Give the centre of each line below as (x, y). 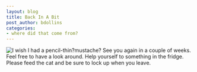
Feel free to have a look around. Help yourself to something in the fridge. (95, 57)
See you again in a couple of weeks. (147, 50)
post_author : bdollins (34, 22)
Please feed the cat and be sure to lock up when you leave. (79, 63)
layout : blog (22, 12)
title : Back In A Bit (33, 17)
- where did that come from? (42, 34)
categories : (21, 28)
